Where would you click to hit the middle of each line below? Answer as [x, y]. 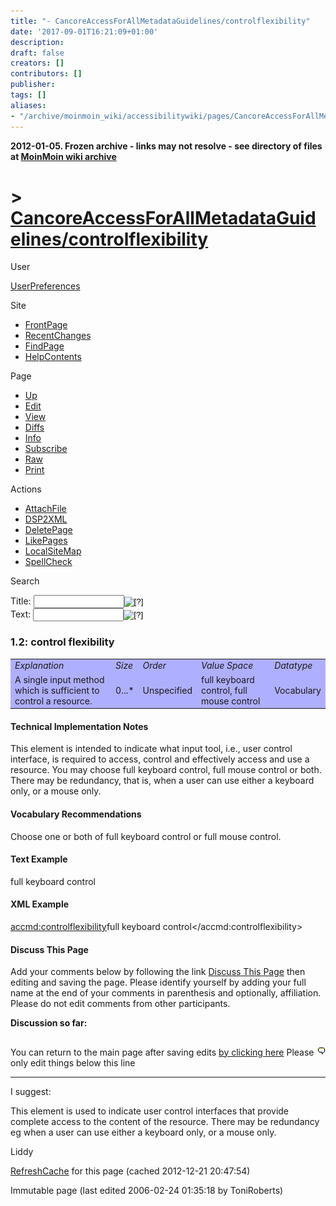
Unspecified [167, 690]
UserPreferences [45, 286]
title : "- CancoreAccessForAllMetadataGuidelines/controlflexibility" [160, 21]
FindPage [44, 346]
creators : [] [37, 63]
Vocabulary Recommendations [76, 814]
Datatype [293, 666]
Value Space [227, 666]
